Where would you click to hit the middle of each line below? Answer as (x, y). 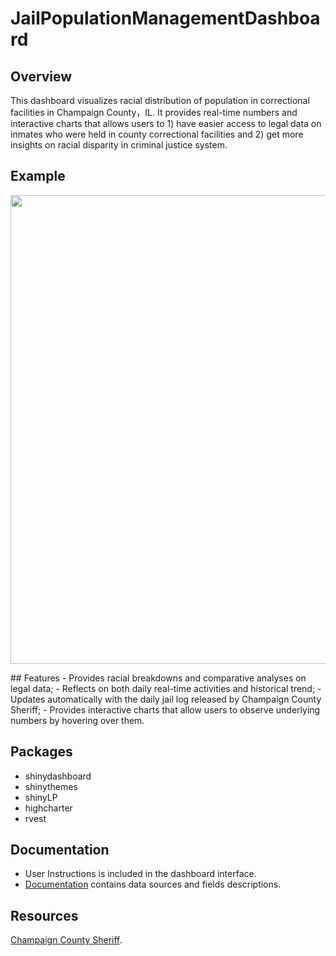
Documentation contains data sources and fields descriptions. (153, 884)
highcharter (48, 808)
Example (38, 176)
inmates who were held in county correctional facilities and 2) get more (157, 134)
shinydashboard (58, 776)
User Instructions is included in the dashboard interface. (140, 874)
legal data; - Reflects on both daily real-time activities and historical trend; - (166, 688)
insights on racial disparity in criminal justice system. (119, 145)
